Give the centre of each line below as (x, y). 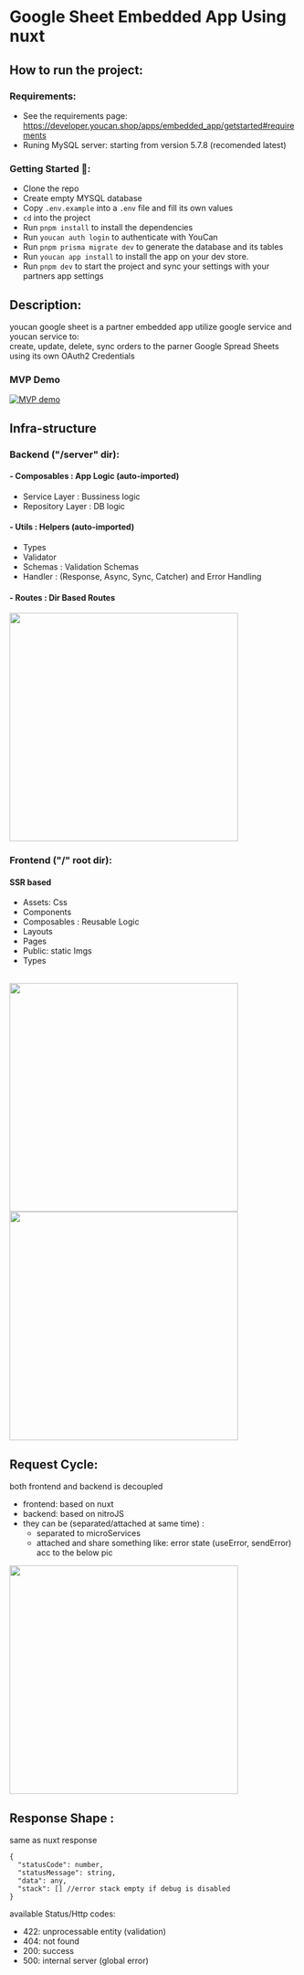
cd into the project (57, 218)
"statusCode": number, (61, 1864)
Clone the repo (51, 188)
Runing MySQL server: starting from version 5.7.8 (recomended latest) (154, 144)
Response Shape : (62, 1818)
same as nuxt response (53, 1840)
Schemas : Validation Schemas (81, 567)
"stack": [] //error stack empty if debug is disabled (124, 1889)
